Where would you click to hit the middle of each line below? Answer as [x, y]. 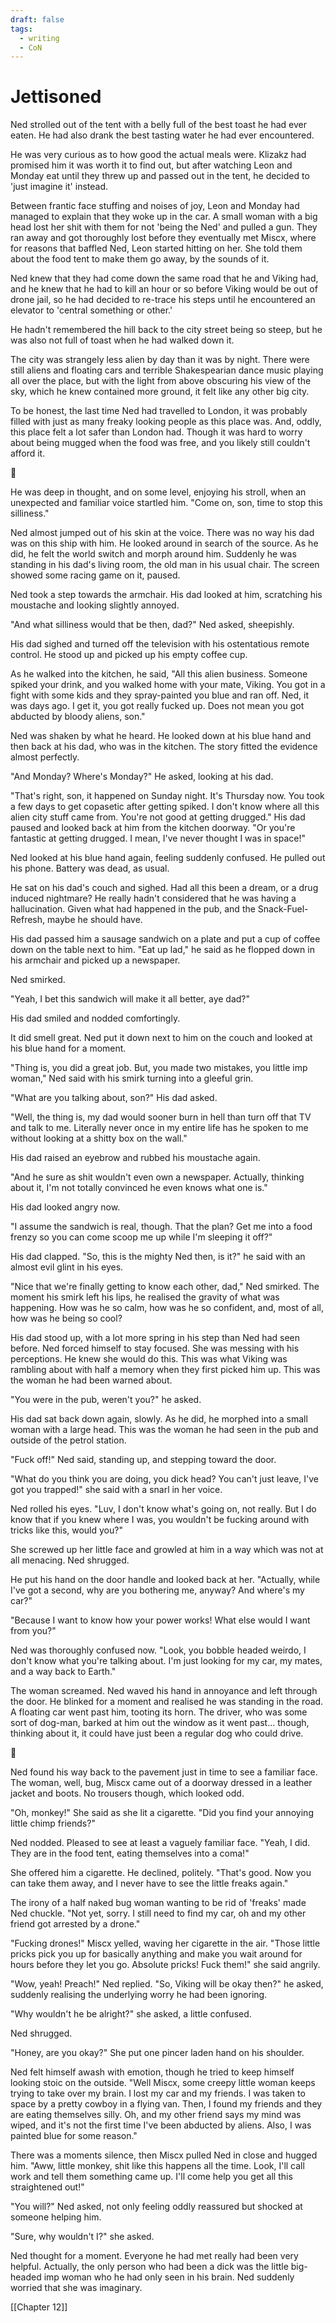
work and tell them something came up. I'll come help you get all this [151, 2177]
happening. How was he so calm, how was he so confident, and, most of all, [167, 1308]
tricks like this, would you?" [66, 1530]
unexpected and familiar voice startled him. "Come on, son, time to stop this [166, 503]
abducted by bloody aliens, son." [78, 717]
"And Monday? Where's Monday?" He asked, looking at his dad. [142, 777]
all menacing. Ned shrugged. [70, 1560]
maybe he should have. [94, 920]
